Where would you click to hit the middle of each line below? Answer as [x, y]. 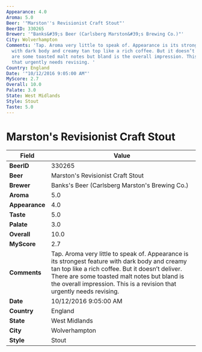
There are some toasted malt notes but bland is [118, 276]
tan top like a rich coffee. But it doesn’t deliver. [116, 269]
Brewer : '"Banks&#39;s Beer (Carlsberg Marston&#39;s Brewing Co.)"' [95, 34]
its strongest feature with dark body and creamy [119, 261]
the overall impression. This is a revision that [113, 284]
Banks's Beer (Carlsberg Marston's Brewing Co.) [120, 185]
